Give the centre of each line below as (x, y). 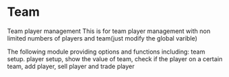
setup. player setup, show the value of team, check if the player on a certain (115, 58)
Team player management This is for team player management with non (109, 31)
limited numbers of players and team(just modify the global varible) (102, 38)
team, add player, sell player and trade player (71, 66)
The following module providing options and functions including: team (106, 52)
